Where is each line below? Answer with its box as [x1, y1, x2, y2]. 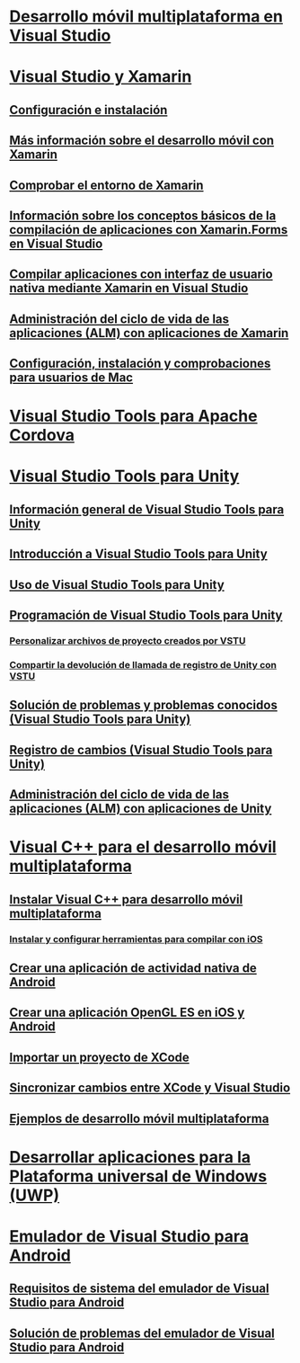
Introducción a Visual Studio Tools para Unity [9, 547, 268, 562]
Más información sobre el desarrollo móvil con [9, 133, 275, 148]
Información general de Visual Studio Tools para [9, 502, 285, 517]
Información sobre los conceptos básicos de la [9, 208, 277, 223]
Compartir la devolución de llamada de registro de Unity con [9, 658, 277, 671]
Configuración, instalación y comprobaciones [9, 356, 271, 371]
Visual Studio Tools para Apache [9, 406, 258, 426]
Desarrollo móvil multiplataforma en [9, 6, 283, 27]
